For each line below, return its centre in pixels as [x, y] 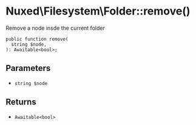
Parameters [28, 68]
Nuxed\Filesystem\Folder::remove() [98, 11]
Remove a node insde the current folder [56, 28]
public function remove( [37, 39]
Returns [21, 102]
